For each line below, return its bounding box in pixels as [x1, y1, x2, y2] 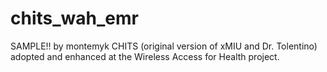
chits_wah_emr [10, 7, 139, 30]
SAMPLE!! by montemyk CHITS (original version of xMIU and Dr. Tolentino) [10, 40, 318, 52]
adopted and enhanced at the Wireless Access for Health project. [10, 50, 280, 62]
